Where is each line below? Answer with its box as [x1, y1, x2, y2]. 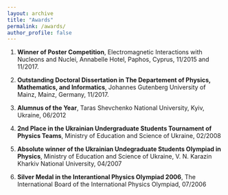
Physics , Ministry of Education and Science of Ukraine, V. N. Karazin [16, 152, 212, 161]
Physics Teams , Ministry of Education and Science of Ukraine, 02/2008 [16, 132, 221, 140]
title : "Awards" [7, 16, 54, 23]
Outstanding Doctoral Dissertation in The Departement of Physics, [16, 76, 211, 84]
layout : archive [7, 10, 54, 17]
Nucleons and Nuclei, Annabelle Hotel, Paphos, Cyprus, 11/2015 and [16, 56, 209, 64]
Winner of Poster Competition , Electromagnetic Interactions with [16, 48, 203, 56]
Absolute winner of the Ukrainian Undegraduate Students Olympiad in [16, 145, 221, 153]
